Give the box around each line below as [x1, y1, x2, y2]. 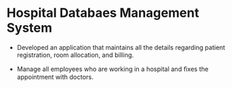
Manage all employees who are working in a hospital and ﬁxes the [16, 65, 209, 73]
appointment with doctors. [16, 73, 94, 81]
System [6, 20, 53, 36]
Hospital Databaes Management [6, 5, 200, 21]
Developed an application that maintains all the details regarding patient [16, 43, 226, 51]
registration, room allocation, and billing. [16, 51, 135, 59]
